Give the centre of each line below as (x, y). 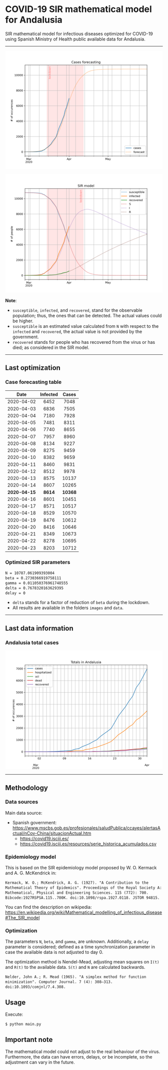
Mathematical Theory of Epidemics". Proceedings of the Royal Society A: (84, 888)
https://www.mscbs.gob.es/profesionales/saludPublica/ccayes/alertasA (86, 828)
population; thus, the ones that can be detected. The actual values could (87, 315)
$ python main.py (23, 1024)
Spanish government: (34, 822)
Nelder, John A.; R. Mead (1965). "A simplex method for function (76, 977)
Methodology (27, 787)
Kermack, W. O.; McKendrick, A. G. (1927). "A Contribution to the (77, 883)
